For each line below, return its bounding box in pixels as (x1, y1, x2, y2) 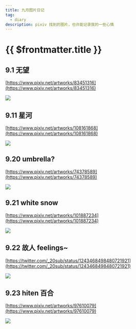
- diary (10, 17, 27, 22)
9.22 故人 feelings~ (5, 244, 68, 252)
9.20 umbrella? (5, 155, 55, 163)
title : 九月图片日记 (5, 7, 45, 13)
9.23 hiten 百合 (5, 288, 54, 297)
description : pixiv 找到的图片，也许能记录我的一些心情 (5, 22, 114, 27)
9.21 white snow (5, 198, 59, 207)
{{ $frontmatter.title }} (5, 44, 102, 56)
